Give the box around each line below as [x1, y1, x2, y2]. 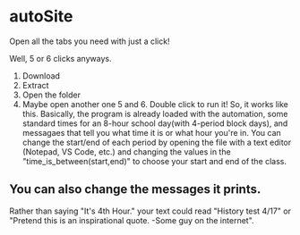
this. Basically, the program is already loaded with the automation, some [21, 108, 288, 119]
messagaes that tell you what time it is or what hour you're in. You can [21, 127, 282, 138]
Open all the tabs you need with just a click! [9, 36, 170, 46]
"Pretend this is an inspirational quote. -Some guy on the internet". [9, 214, 254, 225]
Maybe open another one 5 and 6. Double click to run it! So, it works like [21, 98, 289, 109]
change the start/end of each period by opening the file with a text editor [21, 137, 292, 147]
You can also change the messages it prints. [9, 181, 261, 197]
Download [21, 70, 61, 81]
